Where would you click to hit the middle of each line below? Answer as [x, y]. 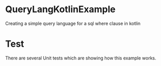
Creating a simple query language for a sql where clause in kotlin [73, 23]
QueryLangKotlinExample [60, 9]
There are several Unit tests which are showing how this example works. [81, 58]
